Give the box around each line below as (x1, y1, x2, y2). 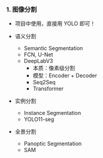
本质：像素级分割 (32, 65, 75, 72)
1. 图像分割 (6, 5, 37, 13)
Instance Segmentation (23, 110, 81, 117)
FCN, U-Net (23, 51, 53, 58)
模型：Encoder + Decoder (32, 72, 98, 79)
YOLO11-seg (23, 116, 54, 123)
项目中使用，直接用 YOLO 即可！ (14, 20, 96, 28)
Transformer (32, 85, 64, 92)
